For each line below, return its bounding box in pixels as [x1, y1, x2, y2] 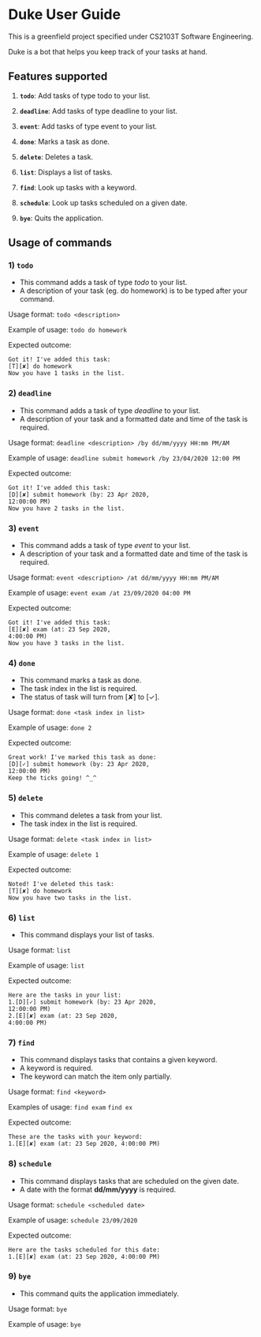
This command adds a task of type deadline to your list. [19, 405, 201, 415]
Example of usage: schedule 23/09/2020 [8, 1215, 138, 1225]
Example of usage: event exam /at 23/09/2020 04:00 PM [8, 588, 191, 598]
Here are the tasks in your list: [8, 991, 122, 999]
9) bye [8, 1271, 32, 1282]
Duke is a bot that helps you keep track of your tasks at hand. [8, 47, 207, 56]
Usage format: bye [8, 1304, 68, 1313]
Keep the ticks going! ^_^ [8, 774, 97, 783]
